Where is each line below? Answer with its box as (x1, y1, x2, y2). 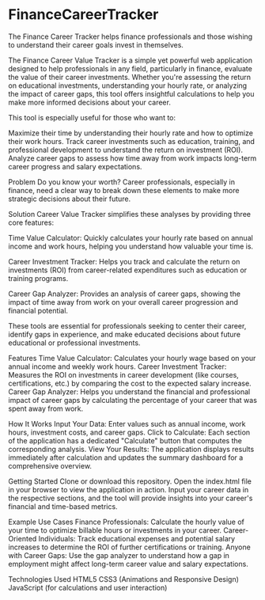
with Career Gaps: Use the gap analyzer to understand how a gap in (8, 550, 229, 560)
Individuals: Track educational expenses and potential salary (38, 534, 236, 543)
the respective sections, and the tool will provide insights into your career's (8, 493, 253, 503)
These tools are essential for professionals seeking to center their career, (8, 321, 247, 330)
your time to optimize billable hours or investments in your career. (8, 525, 222, 535)
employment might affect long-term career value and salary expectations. (8, 559, 249, 568)
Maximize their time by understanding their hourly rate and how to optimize (8, 128, 253, 138)
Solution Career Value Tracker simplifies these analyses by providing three (8, 209, 252, 218)
